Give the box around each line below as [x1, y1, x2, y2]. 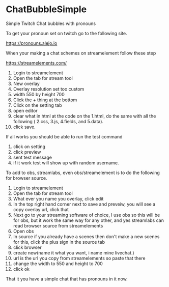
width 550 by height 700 [13, 91, 65, 97]
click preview [13, 149, 41, 155]
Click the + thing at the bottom [13, 97, 77, 103]
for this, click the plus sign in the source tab [13, 239, 105, 245]
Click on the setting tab [13, 102, 62, 108]
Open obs [13, 228, 34, 234]
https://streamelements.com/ [6, 60, 67, 66]
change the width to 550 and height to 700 [13, 261, 103, 267]
